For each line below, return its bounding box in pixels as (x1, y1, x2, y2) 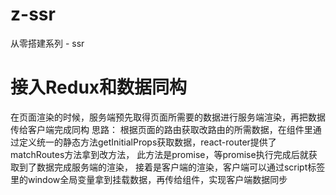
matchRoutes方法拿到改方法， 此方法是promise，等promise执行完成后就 (10, 148, 309, 160)
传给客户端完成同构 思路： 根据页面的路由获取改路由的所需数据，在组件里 (10, 123, 313, 135)
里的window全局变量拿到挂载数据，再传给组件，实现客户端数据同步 (10, 173, 288, 185)
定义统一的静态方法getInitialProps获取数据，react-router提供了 (18, 136, 277, 148)
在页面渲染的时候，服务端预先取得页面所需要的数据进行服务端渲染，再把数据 (10, 111, 326, 123)
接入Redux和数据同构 (10, 76, 188, 99)
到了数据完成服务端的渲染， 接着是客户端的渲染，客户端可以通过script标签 (18, 161, 326, 173)
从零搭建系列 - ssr (10, 37, 85, 49)
